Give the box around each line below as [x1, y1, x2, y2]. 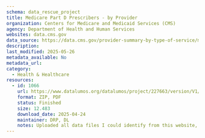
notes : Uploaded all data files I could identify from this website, [17, 123, 198, 129]
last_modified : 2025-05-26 [6, 49, 75, 55]
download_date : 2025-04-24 [17, 111, 86, 117]
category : [6, 65, 32, 72]
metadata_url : [6, 60, 43, 66]
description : [6, 43, 40, 49]
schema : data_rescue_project [6, 9, 81, 15]
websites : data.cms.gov [6, 32, 67, 38]
